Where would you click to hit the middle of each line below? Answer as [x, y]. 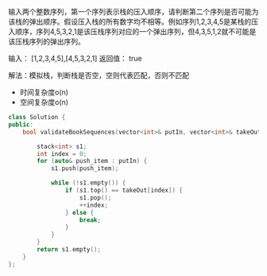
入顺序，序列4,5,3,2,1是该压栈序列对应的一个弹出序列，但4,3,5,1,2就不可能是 [132, 31]
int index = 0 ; [62, 154]
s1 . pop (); [95, 197]
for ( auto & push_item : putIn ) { [92, 161]
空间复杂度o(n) [44, 102]
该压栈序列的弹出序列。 [46, 41]
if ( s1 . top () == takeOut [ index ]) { [124, 190]
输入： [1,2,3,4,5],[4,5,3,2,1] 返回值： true [75, 58]
